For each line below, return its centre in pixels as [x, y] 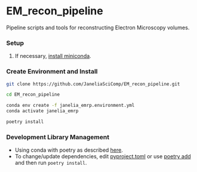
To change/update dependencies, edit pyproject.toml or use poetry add [103, 156]
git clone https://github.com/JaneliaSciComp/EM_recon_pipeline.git [93, 84]
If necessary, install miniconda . [53, 56]
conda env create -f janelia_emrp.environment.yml [70, 106]
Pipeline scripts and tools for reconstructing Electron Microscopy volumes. [98, 27]
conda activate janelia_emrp [42, 111]
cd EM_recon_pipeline [33, 95]
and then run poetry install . [51, 163]
